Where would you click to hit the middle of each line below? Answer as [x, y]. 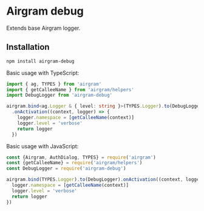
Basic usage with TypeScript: [43, 73]
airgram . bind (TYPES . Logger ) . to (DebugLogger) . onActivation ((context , [95, 180]
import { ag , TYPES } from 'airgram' [54, 84]
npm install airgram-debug [40, 61]
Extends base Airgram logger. [43, 28]
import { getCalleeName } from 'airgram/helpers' [70, 89]
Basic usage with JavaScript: [42, 146]
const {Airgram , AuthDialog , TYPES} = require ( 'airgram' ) [81, 157]
